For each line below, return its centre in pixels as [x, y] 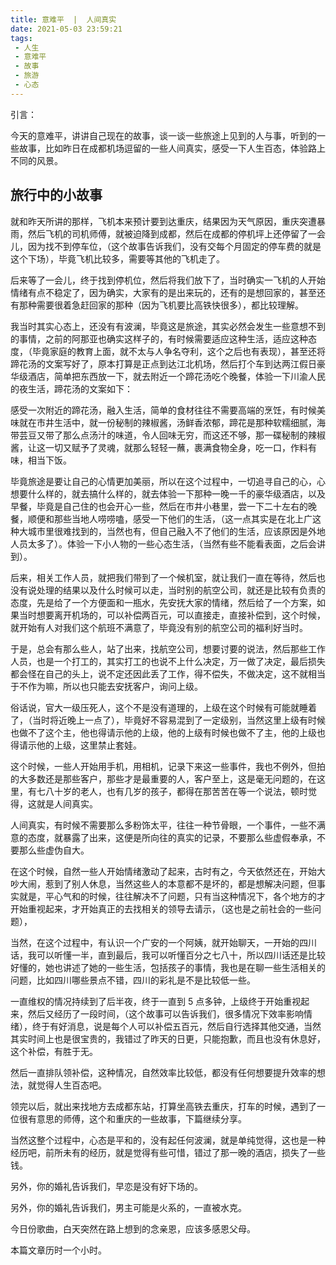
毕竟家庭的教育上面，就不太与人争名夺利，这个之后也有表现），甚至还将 [178, 351]
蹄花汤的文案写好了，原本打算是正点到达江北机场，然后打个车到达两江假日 [163, 363]
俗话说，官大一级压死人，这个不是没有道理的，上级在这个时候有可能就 [155, 707]
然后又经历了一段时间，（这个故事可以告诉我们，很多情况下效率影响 [165, 1013]
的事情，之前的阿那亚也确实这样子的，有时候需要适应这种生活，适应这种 [159, 338]
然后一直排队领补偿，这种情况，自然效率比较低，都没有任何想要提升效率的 [163, 1072]
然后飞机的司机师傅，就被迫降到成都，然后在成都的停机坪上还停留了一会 [176, 233]
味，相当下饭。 [41, 460]
